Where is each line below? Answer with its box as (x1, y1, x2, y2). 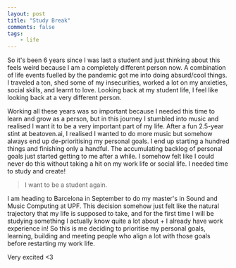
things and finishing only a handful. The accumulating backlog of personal (7, 145, 223, 153)
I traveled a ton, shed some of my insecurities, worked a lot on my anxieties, (7, 78, 228, 87)
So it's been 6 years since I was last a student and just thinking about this (7, 56, 221, 64)
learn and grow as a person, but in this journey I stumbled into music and (7, 114, 219, 123)
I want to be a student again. (24, 181, 108, 189)
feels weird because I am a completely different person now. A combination (7, 63, 227, 72)
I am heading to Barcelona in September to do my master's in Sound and (7, 195, 218, 203)
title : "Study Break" (7, 17, 71, 24)
